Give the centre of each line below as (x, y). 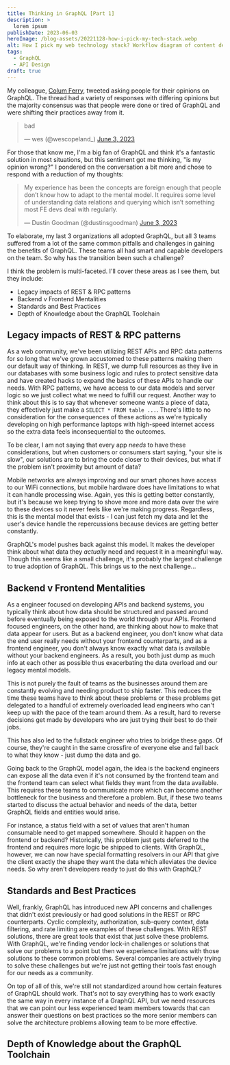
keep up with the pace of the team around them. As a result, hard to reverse (114, 713)
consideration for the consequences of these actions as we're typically (107, 417)
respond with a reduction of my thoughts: (66, 174)
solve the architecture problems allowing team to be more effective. (102, 1022)
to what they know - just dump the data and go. (74, 755)
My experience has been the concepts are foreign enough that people (123, 187)
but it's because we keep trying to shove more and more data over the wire (113, 502)
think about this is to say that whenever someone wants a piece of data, (108, 403)
